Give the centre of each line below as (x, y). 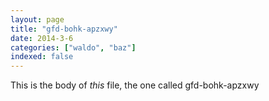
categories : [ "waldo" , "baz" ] (73, 47)
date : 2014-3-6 (42, 38)
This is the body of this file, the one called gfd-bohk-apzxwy (135, 85)
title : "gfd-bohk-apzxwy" (64, 29)
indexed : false (42, 57)
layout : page (37, 19)
